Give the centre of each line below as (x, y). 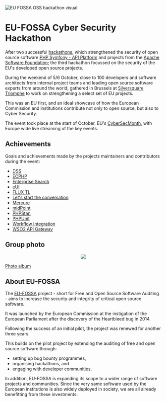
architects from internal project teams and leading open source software (79, 82)
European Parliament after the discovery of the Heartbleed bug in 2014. (78, 319)
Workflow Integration (34, 224)
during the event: (23, 161)
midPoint (21, 208)
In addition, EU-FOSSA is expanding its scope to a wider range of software (81, 379)
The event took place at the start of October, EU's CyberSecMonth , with (79, 123)
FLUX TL (21, 192)
